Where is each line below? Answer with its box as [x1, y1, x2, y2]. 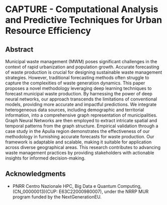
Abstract [5, 45, 34, 54]
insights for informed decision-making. [5, 155, 86, 161]
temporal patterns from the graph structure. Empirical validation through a [5, 123, 158, 129]
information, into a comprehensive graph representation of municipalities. [5, 112, 157, 118]
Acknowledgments [5, 170, 66, 178]
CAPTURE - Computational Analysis [5, 4, 158, 15]
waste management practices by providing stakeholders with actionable [5, 150, 154, 156]
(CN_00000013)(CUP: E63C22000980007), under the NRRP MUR [12, 188, 149, 194]
